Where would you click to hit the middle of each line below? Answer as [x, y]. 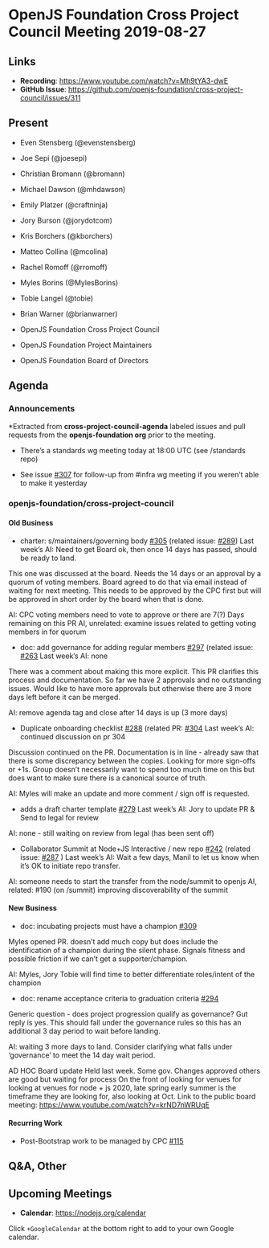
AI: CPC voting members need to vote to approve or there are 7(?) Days [126, 614]
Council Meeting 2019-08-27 [107, 32]
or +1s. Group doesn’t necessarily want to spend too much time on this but [132, 769]
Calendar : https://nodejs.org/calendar [83, 1213]
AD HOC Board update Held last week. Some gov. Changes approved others [134, 1070]
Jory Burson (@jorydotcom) [66, 220]
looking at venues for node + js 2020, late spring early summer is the [122, 1087]
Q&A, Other [37, 1166]
